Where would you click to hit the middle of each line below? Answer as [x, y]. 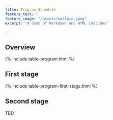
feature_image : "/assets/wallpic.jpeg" [46, 19]
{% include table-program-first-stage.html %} [52, 86]
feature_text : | [22, 14]
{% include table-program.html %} [40, 59]
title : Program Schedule [30, 10]
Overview [20, 47]
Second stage [27, 101]
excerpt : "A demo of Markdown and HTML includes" [57, 23]
